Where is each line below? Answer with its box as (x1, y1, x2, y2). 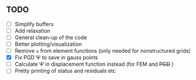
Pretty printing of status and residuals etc (14, 68, 116, 75)
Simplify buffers (14, 20, 54, 27)
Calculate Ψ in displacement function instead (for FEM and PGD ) (14, 60, 174, 68)
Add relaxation (14, 27, 51, 34)
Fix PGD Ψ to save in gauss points (14, 54, 98, 61)
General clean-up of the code (14, 34, 87, 41)
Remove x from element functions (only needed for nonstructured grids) (14, 47, 191, 55)
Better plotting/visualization (14, 41, 82, 47)
